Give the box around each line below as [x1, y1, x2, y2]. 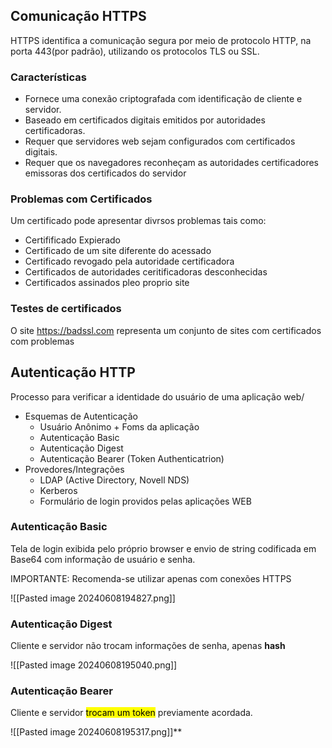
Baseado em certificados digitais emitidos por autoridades [24, 114, 266, 126]
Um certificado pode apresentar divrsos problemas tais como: [10, 215, 267, 227]
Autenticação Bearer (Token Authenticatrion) [39, 452, 225, 464]
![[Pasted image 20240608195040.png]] [10, 659, 178, 671]
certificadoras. [24, 125, 86, 137]
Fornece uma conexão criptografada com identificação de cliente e [24, 93, 303, 105]
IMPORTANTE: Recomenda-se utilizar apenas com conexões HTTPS [10, 572, 292, 584]
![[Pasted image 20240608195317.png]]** [10, 726, 183, 738]
